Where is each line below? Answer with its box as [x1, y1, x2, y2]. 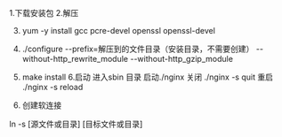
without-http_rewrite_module [21, 54, 129, 64]
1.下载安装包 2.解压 [9, 8, 79, 18]
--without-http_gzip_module [130, 54, 234, 64]
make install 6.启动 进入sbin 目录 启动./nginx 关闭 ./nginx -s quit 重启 [21, 72, 274, 82]
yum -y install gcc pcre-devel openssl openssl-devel [21, 26, 216, 35]
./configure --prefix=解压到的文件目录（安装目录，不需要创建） [21, 43, 254, 54]
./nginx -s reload [21, 82, 84, 92]
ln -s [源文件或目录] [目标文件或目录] [9, 118, 143, 129]
